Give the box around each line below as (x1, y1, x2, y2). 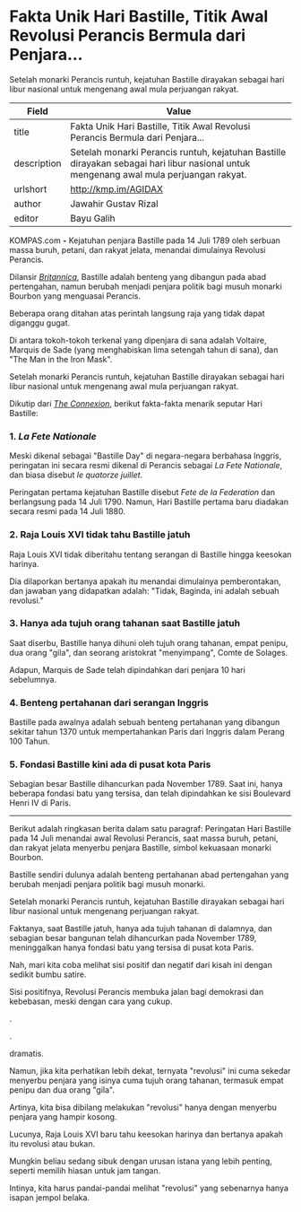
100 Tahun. (9, 736, 51, 746)
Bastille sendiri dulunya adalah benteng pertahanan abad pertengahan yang (9, 869, 289, 880)
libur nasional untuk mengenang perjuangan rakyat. (9, 906, 200, 917)
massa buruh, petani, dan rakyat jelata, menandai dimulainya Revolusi (9, 244, 266, 255)
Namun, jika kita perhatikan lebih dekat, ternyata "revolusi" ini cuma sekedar (9, 1066, 291, 1077)
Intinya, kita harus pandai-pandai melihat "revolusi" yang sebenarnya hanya (9, 1182, 289, 1194)
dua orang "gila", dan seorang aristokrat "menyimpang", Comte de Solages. (9, 647, 288, 658)
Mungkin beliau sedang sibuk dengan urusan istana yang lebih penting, (9, 1155, 273, 1167)
